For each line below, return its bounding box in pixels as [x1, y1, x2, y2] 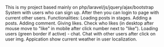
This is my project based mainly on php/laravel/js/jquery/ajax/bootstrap [5, 4, 154, 10]
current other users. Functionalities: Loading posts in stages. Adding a [5, 15, 152, 20]
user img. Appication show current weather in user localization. [5, 36, 138, 42]
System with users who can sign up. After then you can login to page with [5, 9, 159, 15]
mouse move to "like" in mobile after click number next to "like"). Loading [5, 25, 158, 31]
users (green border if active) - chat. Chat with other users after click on [5, 31, 156, 36]
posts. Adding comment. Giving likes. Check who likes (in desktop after [5, 20, 154, 26]
